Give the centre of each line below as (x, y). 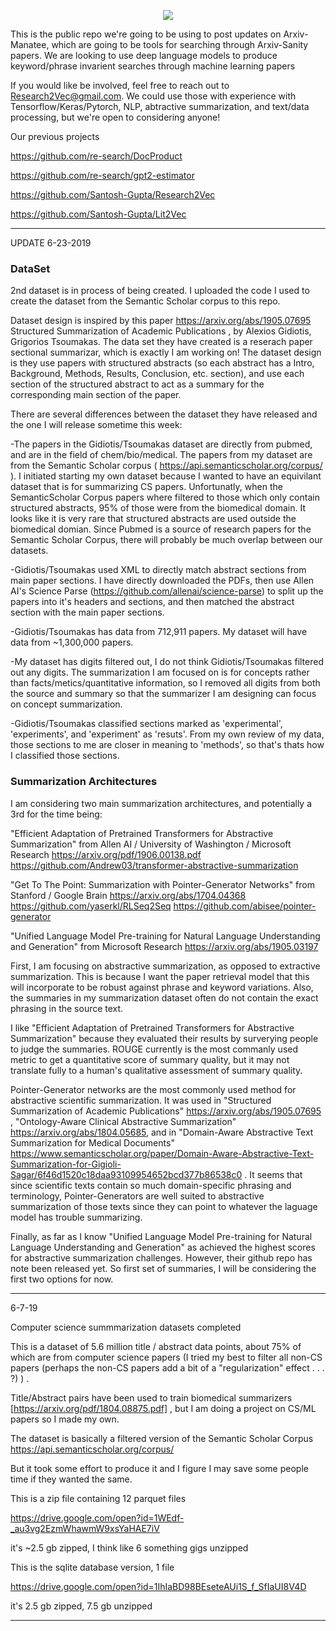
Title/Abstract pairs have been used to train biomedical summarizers (151, 1397)
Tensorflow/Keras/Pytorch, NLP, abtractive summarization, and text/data (160, 106)
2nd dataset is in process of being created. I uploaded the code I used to (160, 291)
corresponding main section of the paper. (96, 395)
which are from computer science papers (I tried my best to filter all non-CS (166, 1357)
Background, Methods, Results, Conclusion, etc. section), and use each (157, 374)
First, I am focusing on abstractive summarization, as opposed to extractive (165, 966)
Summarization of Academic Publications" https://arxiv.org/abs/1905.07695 (166, 1111)
